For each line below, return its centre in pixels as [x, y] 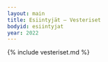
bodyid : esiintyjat [36, 26]
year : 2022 [23, 33]
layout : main [26, 13]
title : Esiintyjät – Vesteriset [54, 20]
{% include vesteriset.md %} [48, 52]
